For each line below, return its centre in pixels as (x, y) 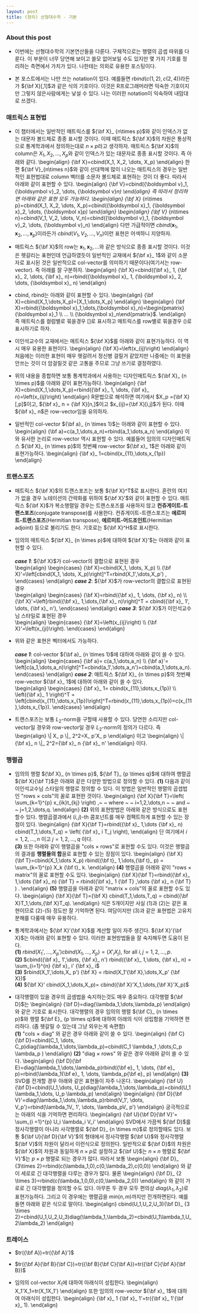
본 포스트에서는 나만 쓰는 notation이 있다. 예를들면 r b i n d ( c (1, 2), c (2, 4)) (98, 78)
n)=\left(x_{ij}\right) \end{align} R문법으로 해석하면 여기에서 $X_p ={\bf (98, 397)
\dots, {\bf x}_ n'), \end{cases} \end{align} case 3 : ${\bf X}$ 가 (90, 608)
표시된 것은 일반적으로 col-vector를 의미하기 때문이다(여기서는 (98, 262)
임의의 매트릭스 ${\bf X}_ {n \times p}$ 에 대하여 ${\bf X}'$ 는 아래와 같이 (99, 540)
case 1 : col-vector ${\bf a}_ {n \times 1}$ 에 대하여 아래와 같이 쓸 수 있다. (100, 654)
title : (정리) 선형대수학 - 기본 (42, 17)
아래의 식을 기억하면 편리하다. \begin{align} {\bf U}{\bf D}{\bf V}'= (99, 1115)
